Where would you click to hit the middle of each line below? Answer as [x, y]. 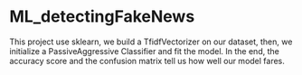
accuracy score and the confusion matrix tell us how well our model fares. [147, 61]
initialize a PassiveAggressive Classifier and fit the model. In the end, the [145, 51]
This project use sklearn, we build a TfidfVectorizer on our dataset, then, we [151, 42]
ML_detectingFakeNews [102, 17]
